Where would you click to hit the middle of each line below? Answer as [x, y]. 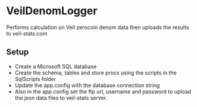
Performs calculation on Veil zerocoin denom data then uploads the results [98, 27]
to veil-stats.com [27, 33]
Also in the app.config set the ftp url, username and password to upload [103, 91]
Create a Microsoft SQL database [56, 66]
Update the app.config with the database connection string [87, 85]
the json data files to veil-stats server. [61, 98]
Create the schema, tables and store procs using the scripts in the [96, 73]
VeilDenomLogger [52, 11]
